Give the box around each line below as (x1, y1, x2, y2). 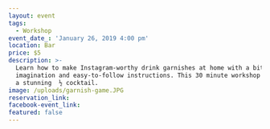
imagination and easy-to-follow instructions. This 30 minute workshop (15, 71, 261, 79)
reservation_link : (8, 94, 70, 102)
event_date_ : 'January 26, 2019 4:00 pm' (8, 34, 149, 42)
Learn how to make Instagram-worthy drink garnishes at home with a (15, 64, 250, 72)
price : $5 (8, 49, 42, 57)
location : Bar (8, 42, 56, 50)
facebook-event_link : (8, 101, 81, 109)
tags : (8, 19, 27, 27)
